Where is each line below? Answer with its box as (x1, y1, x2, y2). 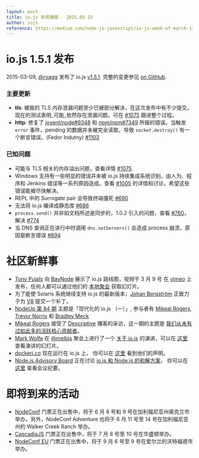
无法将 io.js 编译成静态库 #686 (14, 202, 89, 209)
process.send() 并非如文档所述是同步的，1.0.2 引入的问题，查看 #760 (14, 209, 185, 217)
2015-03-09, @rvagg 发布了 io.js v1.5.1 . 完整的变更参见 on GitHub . (6, 74, 167, 81)
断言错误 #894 (25, 231, 61, 238)
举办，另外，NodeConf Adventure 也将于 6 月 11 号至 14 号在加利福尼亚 (14, 415, 189, 422)
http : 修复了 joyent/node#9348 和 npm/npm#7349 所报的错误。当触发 (14, 119, 187, 126)
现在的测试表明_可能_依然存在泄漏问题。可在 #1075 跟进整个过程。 (14, 112, 178, 119)
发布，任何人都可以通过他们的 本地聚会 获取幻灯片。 (14, 282, 143, 290)
